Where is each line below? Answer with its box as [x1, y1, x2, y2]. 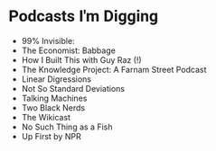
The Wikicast [21, 111, 71, 122]
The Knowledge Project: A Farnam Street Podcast [21, 64, 207, 75]
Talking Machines [21, 93, 88, 103]
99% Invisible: [21, 35, 75, 46]
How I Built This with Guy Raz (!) [21, 54, 142, 65]
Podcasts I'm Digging [8, 6, 159, 26]
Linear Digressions [21, 74, 92, 84]
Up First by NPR [21, 130, 82, 141]
